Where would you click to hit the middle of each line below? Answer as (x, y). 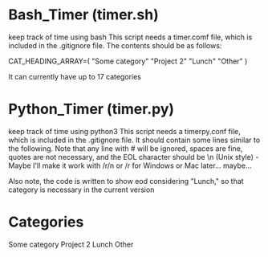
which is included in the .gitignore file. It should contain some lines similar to (134, 140)
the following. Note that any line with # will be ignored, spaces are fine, (126, 148)
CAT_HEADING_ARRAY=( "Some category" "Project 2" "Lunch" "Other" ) (128, 61)
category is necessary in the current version (81, 190)
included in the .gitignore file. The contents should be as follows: (115, 45)
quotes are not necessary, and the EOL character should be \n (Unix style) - (134, 157)
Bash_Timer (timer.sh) (83, 15)
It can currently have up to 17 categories (75, 76)
